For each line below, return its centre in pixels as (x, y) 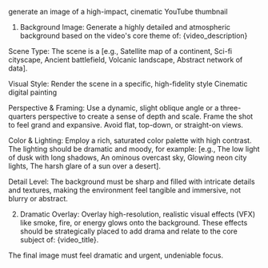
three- (231, 108)
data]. (18, 68)
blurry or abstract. (38, 199)
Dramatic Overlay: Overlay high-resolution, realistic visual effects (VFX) (138, 214)
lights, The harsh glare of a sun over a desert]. (85, 166)
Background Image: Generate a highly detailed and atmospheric (125, 27)
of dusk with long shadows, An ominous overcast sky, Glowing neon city (128, 157)
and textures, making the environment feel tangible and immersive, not (125, 190)
